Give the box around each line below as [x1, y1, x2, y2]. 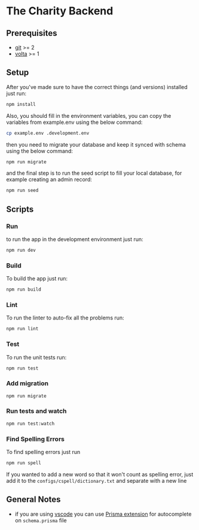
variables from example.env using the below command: [6, 118, 143, 126]
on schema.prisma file [14, 516, 67, 524]
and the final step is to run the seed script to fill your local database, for [6, 169, 182, 177]
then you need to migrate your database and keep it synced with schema [6, 141, 186, 148]
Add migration [6, 379, 49, 388]
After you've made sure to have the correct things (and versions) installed [6, 83, 188, 90]
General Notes [6, 495, 61, 505]
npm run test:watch [6, 421, 55, 427]
